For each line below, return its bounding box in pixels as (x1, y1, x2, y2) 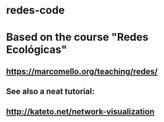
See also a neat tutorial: (6, 87, 95, 97)
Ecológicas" (6, 43, 67, 57)
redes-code (6, 4, 65, 17)
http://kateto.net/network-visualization (6, 107, 155, 117)
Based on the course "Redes (6, 31, 149, 44)
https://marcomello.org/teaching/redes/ (6, 66, 158, 77)
